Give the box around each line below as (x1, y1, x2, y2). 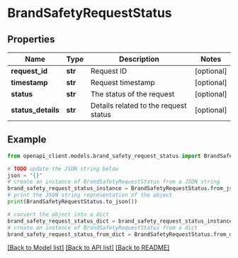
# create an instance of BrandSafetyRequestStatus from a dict (7, 224, 198, 231)
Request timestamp (91, 78, 155, 87)
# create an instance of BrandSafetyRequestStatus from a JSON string (7, 179, 220, 186)
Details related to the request (91, 101, 187, 111)
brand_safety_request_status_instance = (7, 185, 129, 192)
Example (7, 133, 47, 146)
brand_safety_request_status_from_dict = (7, 230, 132, 238)
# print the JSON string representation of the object (7, 191, 173, 199)
